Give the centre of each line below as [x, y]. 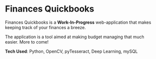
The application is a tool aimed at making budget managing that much [75, 37]
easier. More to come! [27, 42]
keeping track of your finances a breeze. [46, 27]
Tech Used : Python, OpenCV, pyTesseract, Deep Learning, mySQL [71, 51]
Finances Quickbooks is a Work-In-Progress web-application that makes [78, 22]
